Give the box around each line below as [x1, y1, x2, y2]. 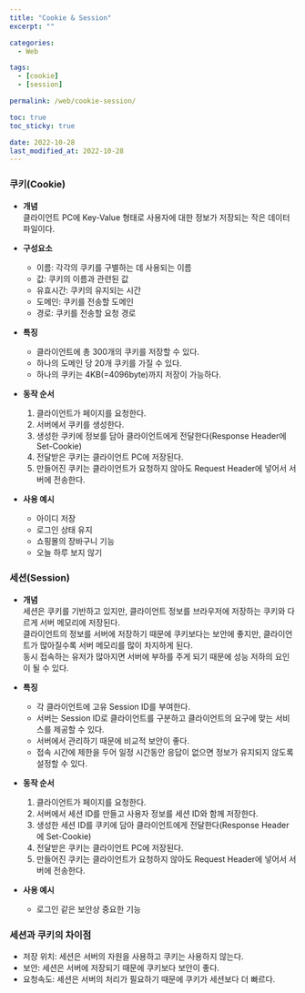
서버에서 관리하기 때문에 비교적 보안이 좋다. [36, 735, 190, 746]
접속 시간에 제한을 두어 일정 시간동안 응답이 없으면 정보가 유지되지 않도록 [36, 746, 294, 757]
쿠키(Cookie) [9, 178, 66, 191]
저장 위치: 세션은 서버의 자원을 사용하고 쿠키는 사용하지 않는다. [22, 951, 244, 962]
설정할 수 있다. [36, 757, 88, 769]
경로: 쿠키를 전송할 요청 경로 [36, 307, 137, 319]
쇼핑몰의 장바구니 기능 [36, 535, 116, 546]
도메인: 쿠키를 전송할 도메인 [36, 296, 134, 307]
